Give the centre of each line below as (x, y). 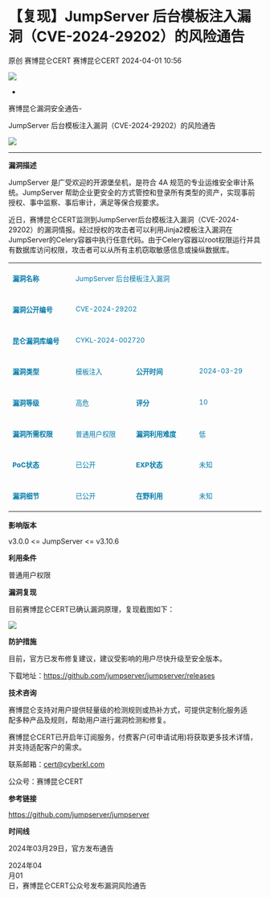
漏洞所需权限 (33, 434)
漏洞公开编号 (33, 310)
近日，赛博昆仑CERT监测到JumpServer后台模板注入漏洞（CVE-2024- (124, 219)
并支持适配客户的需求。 (47, 747)
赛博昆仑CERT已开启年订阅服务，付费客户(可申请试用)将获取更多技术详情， (133, 737)
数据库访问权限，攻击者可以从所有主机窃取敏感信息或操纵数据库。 (124, 250)
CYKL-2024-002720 (110, 340)
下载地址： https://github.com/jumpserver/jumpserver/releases (112, 676)
